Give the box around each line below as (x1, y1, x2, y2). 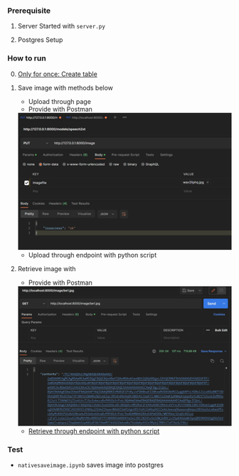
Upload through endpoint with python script (28, 251, 157, 260)
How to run (7, 53, 46, 63)
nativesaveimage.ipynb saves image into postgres (17, 461, 164, 470)
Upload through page (28, 97, 91, 105)
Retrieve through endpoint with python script (28, 426, 160, 435)
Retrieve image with (17, 265, 76, 273)
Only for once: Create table (17, 70, 97, 78)
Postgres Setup (17, 36, 63, 44)
